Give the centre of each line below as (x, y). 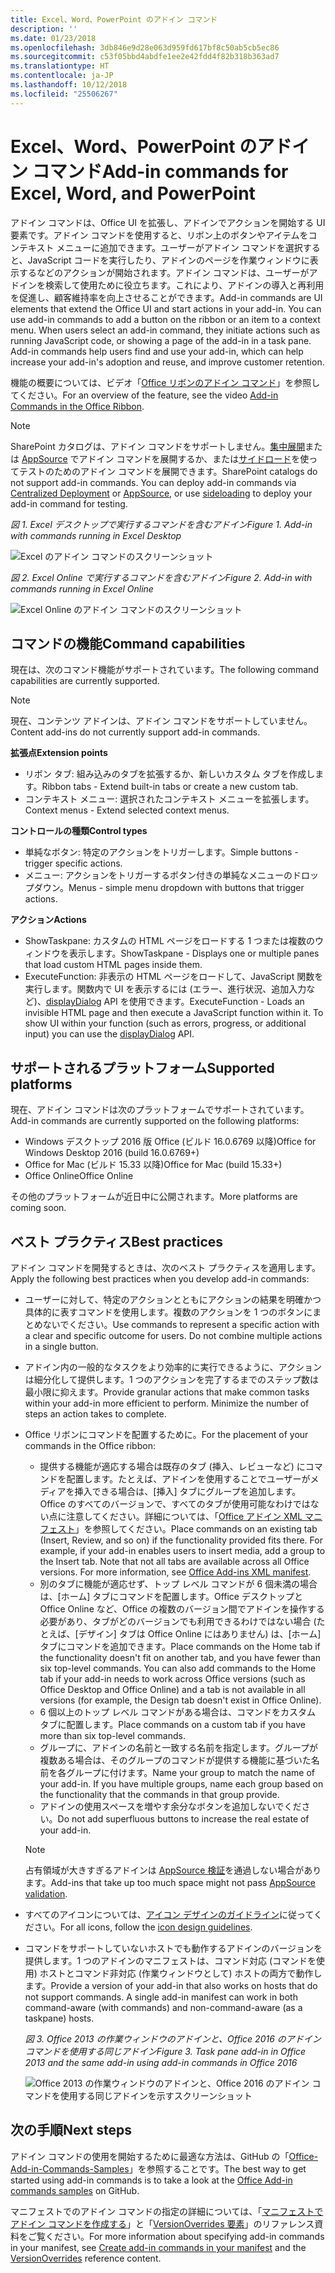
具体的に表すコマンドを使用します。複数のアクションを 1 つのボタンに (168, 1312)
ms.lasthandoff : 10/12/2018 (69, 85)
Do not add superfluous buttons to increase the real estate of (183, 1819)
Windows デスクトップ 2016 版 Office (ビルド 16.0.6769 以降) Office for (170, 1142)
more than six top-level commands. (112, 1735)
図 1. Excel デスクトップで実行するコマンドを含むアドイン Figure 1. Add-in (161, 524)
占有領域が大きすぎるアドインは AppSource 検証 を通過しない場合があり (173, 1870)
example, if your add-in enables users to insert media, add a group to (182, 1550)
